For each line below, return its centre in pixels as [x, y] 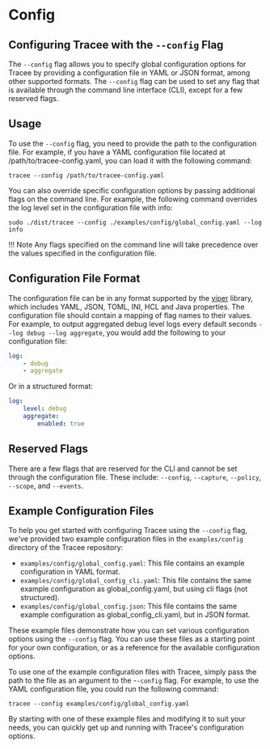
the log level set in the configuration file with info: [91, 207]
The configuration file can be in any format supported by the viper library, [131, 298]
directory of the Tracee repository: [66, 548]
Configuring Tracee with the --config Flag [116, 45]
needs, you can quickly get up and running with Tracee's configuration [126, 728]
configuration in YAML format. [70, 572]
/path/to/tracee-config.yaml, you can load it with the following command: [130, 160]
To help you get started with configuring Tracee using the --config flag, [128, 531]
